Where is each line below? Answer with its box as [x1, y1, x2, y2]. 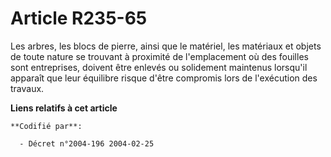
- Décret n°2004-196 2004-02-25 [19, 138, 155, 149]
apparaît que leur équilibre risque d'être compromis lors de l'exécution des [10, 72, 318, 84]
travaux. [10, 82, 45, 94]
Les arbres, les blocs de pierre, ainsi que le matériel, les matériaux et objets [10, 40, 322, 52]
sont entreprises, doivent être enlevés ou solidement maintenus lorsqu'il [10, 61, 308, 73]
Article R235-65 [10, 7, 148, 30]
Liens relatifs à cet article [10, 102, 118, 114]
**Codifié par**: [10, 121, 83, 131]
